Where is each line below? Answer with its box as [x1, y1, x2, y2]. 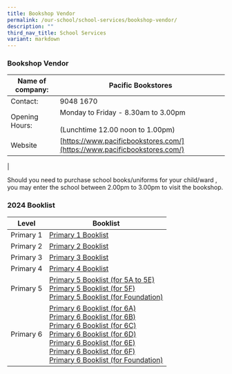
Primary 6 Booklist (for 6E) [49, 337, 136, 347]
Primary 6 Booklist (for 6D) [49, 329, 137, 339]
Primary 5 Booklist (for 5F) [49, 284, 136, 293]
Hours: [10, 121, 32, 130]
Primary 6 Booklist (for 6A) [49, 303, 137, 313]
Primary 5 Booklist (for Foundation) [49, 292, 164, 302]
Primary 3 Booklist [49, 253, 109, 262]
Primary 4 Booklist [49, 264, 109, 273]
